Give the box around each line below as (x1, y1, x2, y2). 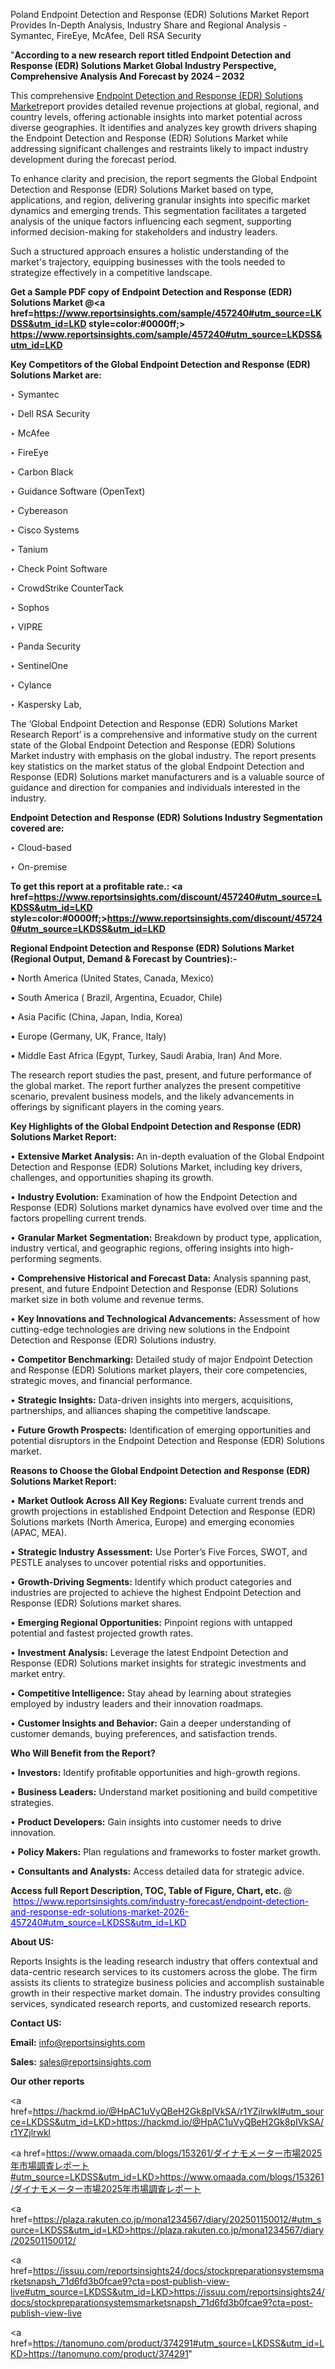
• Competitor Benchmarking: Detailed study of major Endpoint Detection (10, 1354, 313, 1365)
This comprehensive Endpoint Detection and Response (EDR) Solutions (10, 90, 303, 101)
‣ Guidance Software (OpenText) (10, 485, 146, 497)
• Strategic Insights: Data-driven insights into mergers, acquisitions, (10, 1394, 294, 1406)
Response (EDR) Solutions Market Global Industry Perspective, (10, 60, 277, 71)
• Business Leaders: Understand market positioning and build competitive (10, 1786, 318, 1798)
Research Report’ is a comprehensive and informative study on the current (10, 729, 318, 740)
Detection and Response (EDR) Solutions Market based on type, (10, 184, 274, 195)
